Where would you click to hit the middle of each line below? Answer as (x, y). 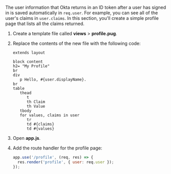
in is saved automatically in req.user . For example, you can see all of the (82, 13)
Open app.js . (27, 138)
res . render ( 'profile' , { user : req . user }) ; (66, 162)
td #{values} (40, 129)
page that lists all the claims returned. (45, 23)
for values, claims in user (50, 115)
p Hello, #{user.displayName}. (53, 80)
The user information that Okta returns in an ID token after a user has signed (86, 7)
